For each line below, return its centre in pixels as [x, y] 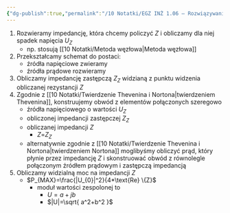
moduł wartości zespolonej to [79, 187]
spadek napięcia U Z [44, 41]
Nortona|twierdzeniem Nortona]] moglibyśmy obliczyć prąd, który [120, 150]
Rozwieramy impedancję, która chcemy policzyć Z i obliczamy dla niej [115, 33]
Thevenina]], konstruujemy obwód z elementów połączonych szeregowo [119, 102]
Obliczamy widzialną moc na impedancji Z [76, 172]
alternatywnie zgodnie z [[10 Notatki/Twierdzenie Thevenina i [113, 143]
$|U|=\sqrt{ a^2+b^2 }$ [80, 202]
